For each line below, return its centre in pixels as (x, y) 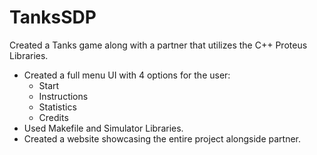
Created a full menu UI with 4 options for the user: (127, 75)
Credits (53, 117)
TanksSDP (53, 17)
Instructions (63, 96)
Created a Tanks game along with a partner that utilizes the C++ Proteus (158, 45)
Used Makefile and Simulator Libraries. (103, 128)
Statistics (57, 107)
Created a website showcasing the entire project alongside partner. (162, 138)
